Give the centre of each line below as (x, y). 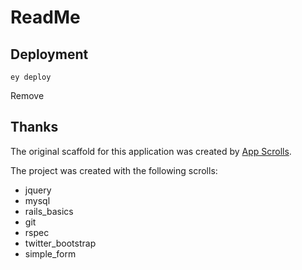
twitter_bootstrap (60, 243)
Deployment (49, 54)
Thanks (34, 127)
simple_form (50, 253)
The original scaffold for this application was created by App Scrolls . (151, 151)
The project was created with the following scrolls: (114, 170)
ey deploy (31, 77)
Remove (27, 95)
